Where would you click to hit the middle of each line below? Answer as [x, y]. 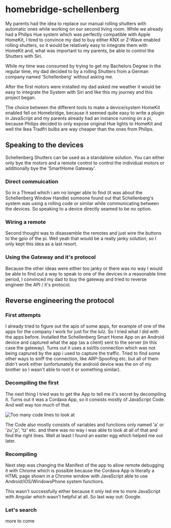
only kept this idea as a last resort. [41, 244]
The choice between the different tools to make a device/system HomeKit [83, 107]
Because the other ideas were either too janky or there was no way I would [84, 268]
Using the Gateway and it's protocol [51, 257]
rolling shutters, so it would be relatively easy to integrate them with [77, 45]
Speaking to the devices [44, 145]
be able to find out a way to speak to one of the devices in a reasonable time [86, 273]
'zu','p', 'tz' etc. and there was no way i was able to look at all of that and [81, 430]
